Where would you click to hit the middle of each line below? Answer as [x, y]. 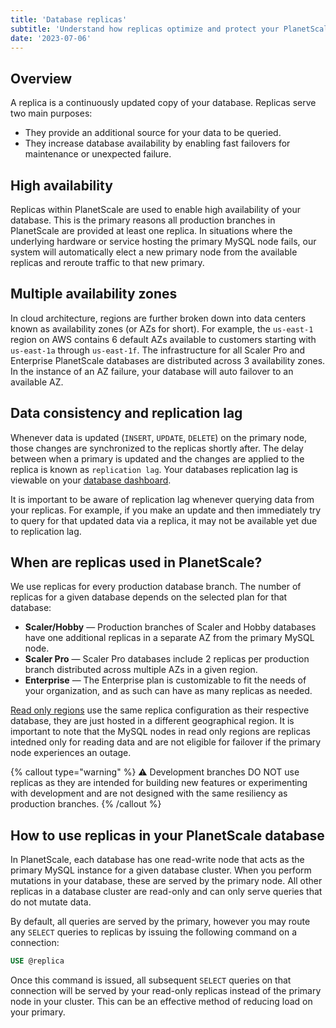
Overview [41, 78]
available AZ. [37, 382]
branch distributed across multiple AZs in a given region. [141, 670]
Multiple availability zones [94, 294]
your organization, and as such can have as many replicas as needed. [168, 691]
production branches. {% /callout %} [86, 804]
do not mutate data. [51, 902]
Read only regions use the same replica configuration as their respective [160, 710]
